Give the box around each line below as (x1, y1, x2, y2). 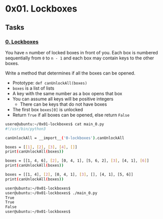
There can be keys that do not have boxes (20, 101, 107, 107)
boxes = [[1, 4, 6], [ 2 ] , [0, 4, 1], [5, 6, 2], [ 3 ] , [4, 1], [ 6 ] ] (5, 158, 149, 164)
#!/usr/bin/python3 (5, 126, 46, 131)
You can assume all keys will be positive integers (12, 96, 114, 102)
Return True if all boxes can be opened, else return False (12, 112, 130, 118)
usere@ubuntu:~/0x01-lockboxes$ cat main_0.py (5, 121, 104, 126)
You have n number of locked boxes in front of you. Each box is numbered (5, 49, 158, 55)
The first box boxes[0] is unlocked (12, 106, 83, 112)
